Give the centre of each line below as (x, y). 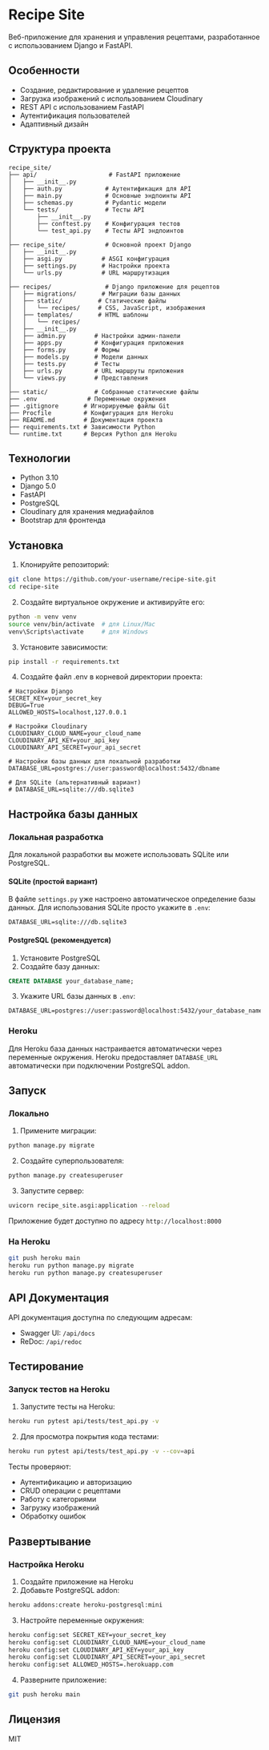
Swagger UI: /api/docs (58, 1333)
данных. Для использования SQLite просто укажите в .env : (109, 907)
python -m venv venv (43, 617)
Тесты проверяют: (40, 1466)
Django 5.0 (38, 486)
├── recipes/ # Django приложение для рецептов (114, 287)
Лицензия (34, 1720)
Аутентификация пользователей (75, 115)
